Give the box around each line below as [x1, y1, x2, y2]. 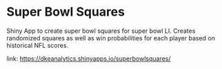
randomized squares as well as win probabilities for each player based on [6, 33, 215, 42]
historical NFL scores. [6, 41, 69, 49]
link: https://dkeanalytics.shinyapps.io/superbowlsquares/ [6, 54, 171, 62]
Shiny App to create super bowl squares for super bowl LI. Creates [6, 27, 196, 35]
